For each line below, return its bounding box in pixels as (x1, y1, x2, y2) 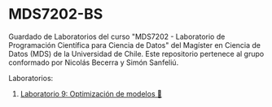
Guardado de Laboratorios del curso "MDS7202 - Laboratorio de (8, 32, 226, 41)
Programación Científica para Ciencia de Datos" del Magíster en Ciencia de (8, 40, 261, 49)
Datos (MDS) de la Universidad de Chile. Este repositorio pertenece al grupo (8, 49, 265, 58)
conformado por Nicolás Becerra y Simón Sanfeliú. (8, 58, 179, 67)
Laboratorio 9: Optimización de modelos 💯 (20, 88, 163, 98)
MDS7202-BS (8, 5, 103, 24)
